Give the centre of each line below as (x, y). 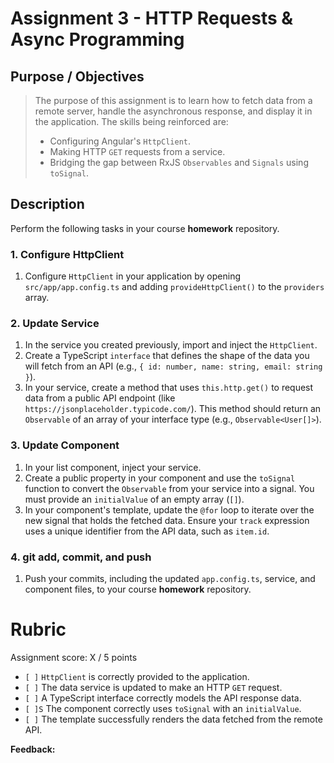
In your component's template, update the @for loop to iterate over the (169, 509)
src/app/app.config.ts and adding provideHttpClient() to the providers (174, 287)
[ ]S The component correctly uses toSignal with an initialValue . (163, 708)
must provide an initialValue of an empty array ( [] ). (134, 499)
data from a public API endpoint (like (100, 398)
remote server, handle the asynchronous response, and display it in (173, 111)
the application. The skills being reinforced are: (131, 121)
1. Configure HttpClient (67, 254)
